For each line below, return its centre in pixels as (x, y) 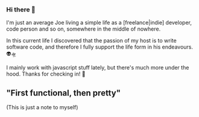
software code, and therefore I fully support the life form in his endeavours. (100, 47)
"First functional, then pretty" (64, 93)
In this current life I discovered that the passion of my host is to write (91, 41)
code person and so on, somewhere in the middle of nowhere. (84, 29)
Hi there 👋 (21, 10)
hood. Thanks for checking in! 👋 (46, 74)
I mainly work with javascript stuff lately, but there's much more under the (98, 68)
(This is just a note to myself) (42, 107)
